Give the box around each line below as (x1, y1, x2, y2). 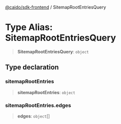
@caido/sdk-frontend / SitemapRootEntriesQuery (5, 4, 106, 10)
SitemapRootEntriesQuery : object (17, 48, 89, 54)
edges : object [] (17, 113, 50, 119)
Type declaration (5, 63, 59, 72)
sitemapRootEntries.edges (5, 102, 71, 109)
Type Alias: (5, 22, 53, 33)
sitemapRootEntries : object (17, 89, 76, 95)
